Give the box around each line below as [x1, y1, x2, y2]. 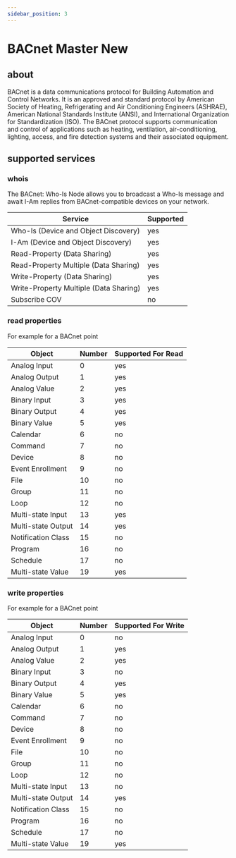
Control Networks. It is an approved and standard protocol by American [7, 94, 215, 103]
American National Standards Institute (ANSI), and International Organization [7, 110, 230, 118]
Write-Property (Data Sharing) [11, 272, 113, 282]
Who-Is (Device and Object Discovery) [11, 226, 140, 236]
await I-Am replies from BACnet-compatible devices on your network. [7, 197, 209, 206]
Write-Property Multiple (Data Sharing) [11, 283, 141, 293]
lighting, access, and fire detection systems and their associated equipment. [7, 132, 229, 141]
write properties [7, 588, 64, 598]
